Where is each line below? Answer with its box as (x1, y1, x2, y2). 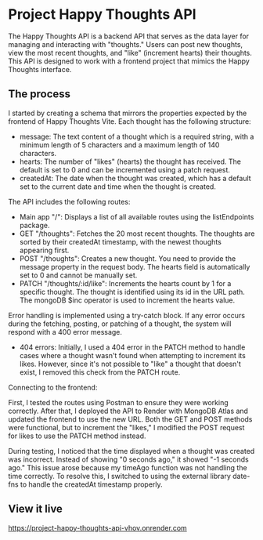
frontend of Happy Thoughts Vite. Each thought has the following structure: (8, 116, 252, 126)
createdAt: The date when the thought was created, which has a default (19, 173, 252, 183)
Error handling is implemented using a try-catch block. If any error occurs (8, 310, 245, 320)
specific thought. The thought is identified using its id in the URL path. (19, 287, 245, 296)
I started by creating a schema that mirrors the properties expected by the (8, 108, 247, 118)
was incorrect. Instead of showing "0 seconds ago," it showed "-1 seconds (8, 455, 249, 464)
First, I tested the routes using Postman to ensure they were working (8, 397, 229, 407)
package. (19, 220, 50, 230)
